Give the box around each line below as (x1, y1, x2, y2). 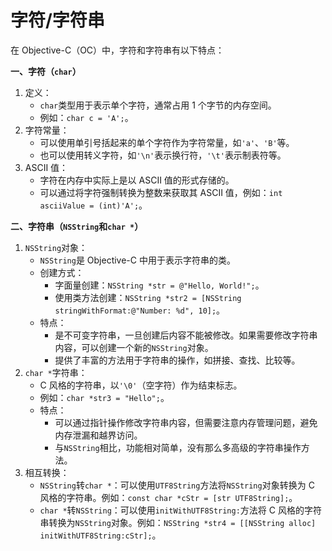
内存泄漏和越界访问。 (54, 429, 143, 441)
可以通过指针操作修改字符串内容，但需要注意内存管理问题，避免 (54, 416, 318, 428)
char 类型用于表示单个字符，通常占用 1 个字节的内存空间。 (39, 99, 277, 111)
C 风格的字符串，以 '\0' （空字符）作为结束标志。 (39, 379, 243, 391)
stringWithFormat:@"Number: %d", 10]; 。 (54, 304, 226, 316)
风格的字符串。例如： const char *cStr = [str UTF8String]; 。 (39, 491, 298, 503)
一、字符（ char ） (10, 65, 82, 77)
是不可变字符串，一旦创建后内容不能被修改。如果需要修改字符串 (54, 329, 318, 341)
